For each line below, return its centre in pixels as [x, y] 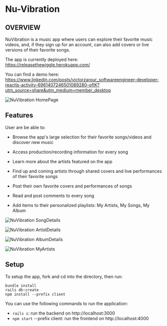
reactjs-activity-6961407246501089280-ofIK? [52, 85]
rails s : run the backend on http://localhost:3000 [64, 313]
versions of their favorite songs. [38, 50]
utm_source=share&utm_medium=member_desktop [58, 90]
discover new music [33, 142]
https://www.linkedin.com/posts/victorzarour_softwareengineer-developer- [82, 80]
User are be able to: [25, 127]
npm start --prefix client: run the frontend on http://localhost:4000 [81, 318]
